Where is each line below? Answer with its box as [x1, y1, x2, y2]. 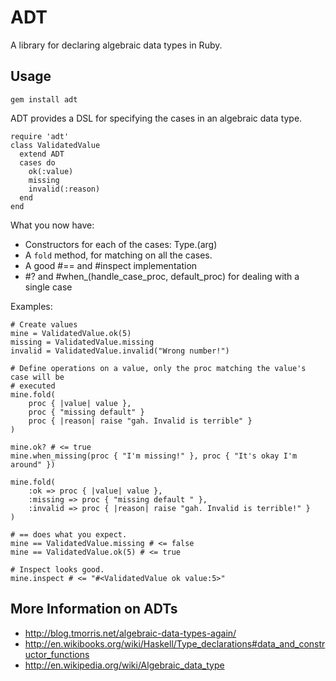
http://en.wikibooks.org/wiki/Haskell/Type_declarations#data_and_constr [24, 637, 326, 650]
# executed [10, 381, 56, 391]
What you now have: [10, 219, 95, 231]
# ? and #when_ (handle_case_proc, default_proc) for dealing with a [24, 270, 300, 282]
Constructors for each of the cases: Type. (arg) [24, 238, 218, 250]
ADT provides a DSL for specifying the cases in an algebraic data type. [10, 112, 303, 124]
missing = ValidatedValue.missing [10, 337, 155, 347]
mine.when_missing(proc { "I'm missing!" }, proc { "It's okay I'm [10, 451, 298, 461]
